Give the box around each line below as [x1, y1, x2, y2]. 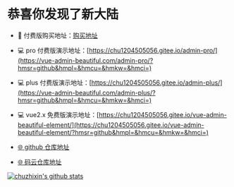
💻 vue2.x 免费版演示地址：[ [17, 110, 99, 119]
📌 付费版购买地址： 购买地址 [17, 31, 98, 40]
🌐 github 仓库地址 [17, 143, 70, 151]
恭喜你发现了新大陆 [7, 6, 119, 23]
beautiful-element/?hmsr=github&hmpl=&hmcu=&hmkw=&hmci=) [17, 128, 209, 136]
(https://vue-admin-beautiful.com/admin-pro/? [17, 56, 154, 64]
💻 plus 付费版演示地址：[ [17, 78, 92, 87]
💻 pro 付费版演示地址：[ [17, 46, 90, 54]
